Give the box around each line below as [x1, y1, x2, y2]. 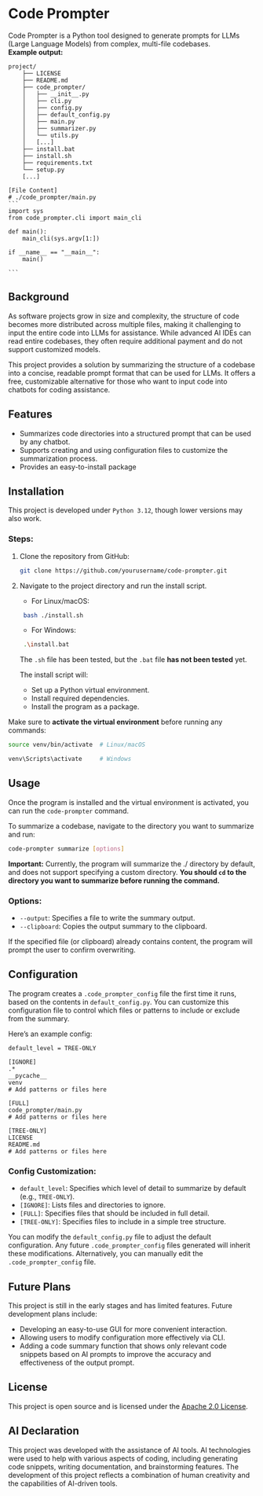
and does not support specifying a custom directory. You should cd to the [8, 867, 247, 877]
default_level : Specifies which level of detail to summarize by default [19, 1184, 247, 1193]
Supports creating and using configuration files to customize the [19, 445, 228, 454]
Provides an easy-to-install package [19, 461, 137, 472]
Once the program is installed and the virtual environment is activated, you [8, 797, 250, 807]
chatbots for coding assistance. [8, 384, 111, 394]
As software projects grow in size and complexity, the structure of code [8, 311, 239, 321]
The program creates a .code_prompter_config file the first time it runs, [8, 988, 237, 998]
